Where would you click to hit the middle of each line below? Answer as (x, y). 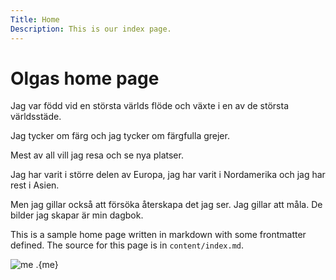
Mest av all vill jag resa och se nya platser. (97, 155)
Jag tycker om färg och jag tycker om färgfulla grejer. (120, 136)
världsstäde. (36, 117)
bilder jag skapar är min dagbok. (77, 215)
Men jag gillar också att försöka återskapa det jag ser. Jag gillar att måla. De (166, 205)
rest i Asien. (35, 185)
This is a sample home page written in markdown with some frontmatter (158, 235)
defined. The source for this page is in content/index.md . (127, 245)
